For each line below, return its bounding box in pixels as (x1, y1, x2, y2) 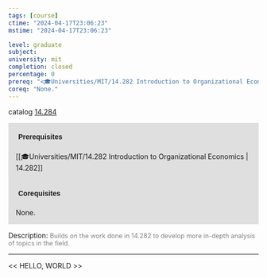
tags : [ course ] (8, 11, 59, 20)
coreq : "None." (8, 85, 59, 93)
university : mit (8, 56, 62, 64)
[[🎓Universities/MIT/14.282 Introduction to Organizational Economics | (15, 152, 249, 161)
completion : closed (8, 63, 73, 71)
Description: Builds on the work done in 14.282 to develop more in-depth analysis (8, 230, 256, 240)
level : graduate (8, 41, 62, 48)
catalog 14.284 (8, 106, 57, 116)
